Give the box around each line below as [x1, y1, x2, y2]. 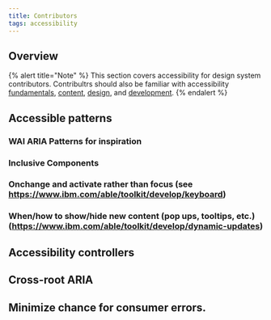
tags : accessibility [8, 19, 78, 27]
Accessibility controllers [8, 246, 135, 259]
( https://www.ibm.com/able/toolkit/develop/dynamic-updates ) [8, 221, 264, 232]
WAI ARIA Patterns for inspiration [8, 135, 142, 146]
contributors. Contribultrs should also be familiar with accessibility [8, 79, 229, 89]
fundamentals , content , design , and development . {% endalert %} [8, 88, 228, 98]
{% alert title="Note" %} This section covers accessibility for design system [8, 70, 261, 81]
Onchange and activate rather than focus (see [8, 179, 193, 190]
